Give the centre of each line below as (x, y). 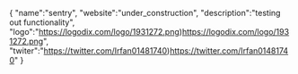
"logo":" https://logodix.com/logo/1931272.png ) (96, 32)
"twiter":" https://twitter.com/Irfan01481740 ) (90, 51)
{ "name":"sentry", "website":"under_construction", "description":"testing (145, 13)
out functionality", (42, 22)
